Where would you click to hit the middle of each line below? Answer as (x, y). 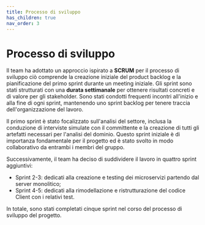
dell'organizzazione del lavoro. (45, 109)
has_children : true (31, 18)
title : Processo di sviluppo (43, 12)
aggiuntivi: (20, 166)
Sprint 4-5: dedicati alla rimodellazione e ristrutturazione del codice (100, 191)
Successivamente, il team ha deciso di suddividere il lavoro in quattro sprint (102, 159)
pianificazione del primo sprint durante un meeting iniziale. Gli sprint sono (99, 84)
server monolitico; (38, 184)
